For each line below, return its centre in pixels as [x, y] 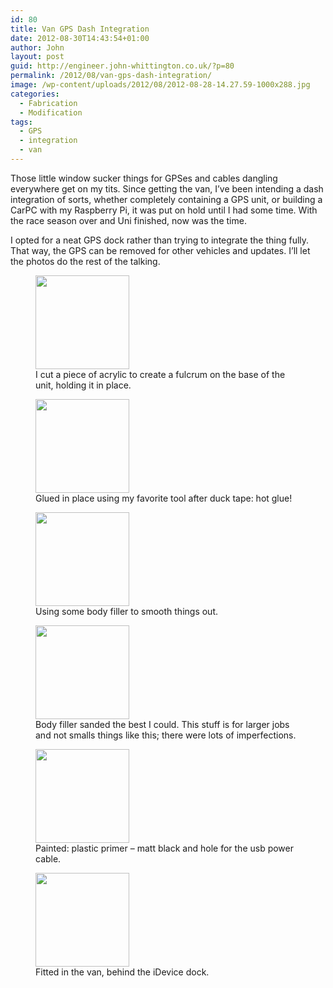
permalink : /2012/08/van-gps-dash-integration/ [111, 76]
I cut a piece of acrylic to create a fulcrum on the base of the [160, 374]
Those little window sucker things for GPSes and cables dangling [144, 178]
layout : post [37, 57]
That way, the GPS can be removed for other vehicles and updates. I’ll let [160, 250]
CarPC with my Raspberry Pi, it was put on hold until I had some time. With [164, 210]
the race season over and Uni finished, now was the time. [128, 220]
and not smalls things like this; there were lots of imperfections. [166, 735]
